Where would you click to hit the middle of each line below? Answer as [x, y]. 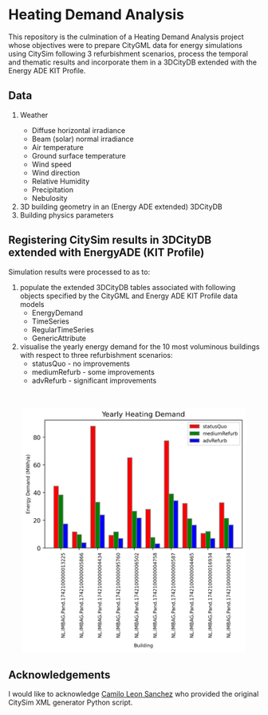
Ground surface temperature [79, 155]
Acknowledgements [59, 675]
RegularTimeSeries [63, 329]
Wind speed [51, 164]
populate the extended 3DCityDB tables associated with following [128, 287]
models [32, 304]
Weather [34, 115]
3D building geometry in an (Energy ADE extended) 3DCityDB [121, 206]
